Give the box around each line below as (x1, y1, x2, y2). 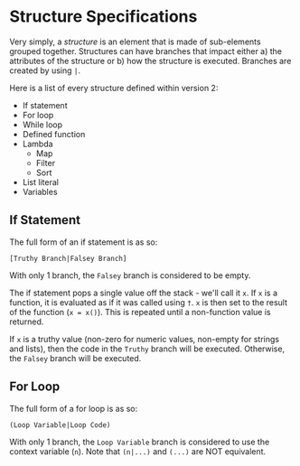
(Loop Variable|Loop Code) (9, 420, 111, 430)
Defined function (22, 128, 86, 139)
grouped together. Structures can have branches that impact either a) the (9, 45, 283, 56)
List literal (22, 176, 59, 187)
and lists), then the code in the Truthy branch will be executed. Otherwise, (9, 343, 286, 354)
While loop (22, 119, 63, 130)
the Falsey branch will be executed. (9, 352, 142, 363)
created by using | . (9, 65, 81, 76)
